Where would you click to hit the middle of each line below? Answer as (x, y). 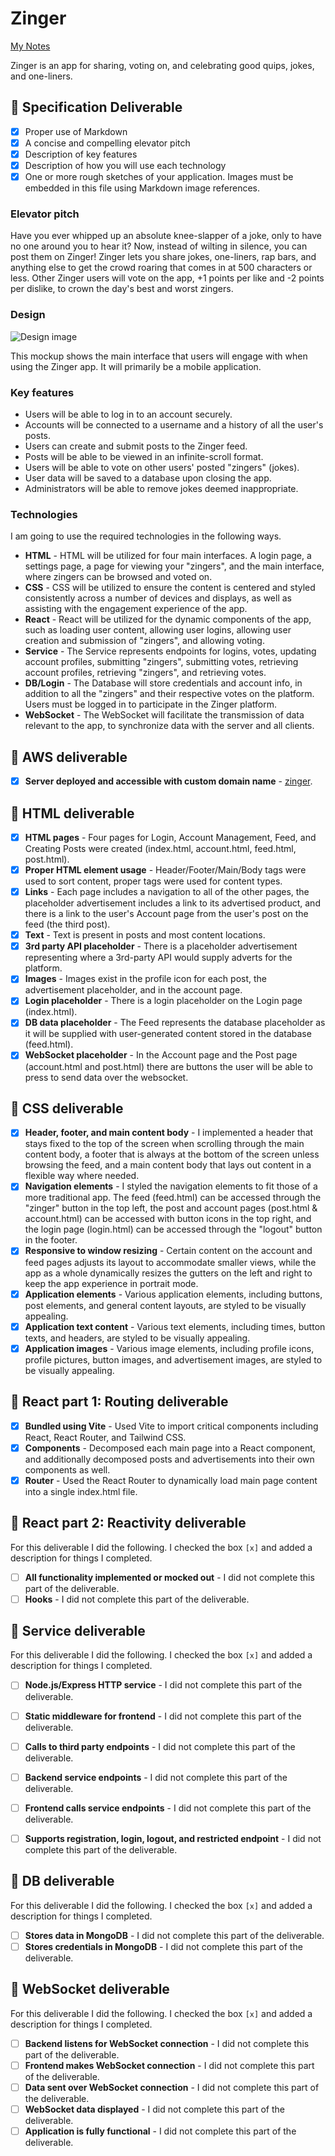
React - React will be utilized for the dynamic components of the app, (168, 619)
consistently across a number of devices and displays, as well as (158, 598)
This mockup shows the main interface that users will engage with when (159, 356)
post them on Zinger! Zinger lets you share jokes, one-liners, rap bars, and (163, 257)
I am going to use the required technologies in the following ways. (146, 536)
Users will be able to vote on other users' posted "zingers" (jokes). (162, 467)
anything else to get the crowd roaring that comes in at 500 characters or (161, 268)
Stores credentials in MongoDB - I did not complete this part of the (163, 1946)
